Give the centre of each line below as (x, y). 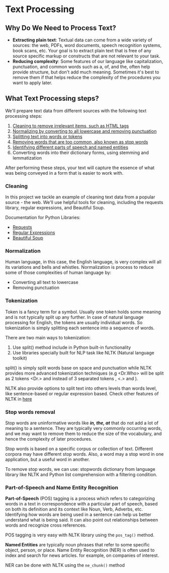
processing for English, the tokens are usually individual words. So (74, 322)
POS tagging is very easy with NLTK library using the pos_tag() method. (80, 535)
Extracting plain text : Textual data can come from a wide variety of (82, 40)
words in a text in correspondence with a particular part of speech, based (81, 504)
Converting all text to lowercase (46, 282)
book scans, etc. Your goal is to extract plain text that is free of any (82, 51)
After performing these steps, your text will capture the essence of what (80, 168)
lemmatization (27, 158)
